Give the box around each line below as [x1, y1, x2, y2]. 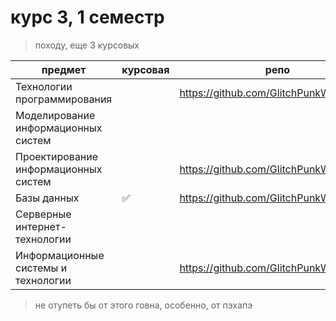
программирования [15, 92, 113, 106]
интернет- [15, 219, 67, 233]
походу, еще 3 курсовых [34, 39, 140, 51]
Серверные [15, 207, 72, 221]
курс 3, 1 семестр [10, 6, 165, 29]
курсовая [121, 62, 170, 76]
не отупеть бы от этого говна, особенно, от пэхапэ [34, 299, 253, 311]
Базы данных [15, 191, 80, 205]
